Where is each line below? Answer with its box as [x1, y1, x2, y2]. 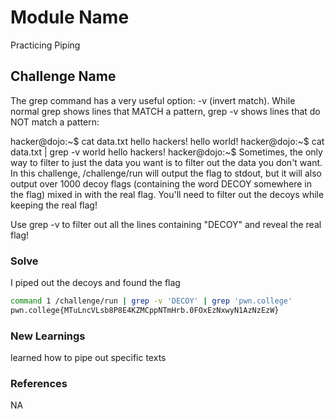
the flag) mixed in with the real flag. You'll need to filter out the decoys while [10, 188, 325, 200]
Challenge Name [10, 68, 117, 85]
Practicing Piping [10, 39, 81, 51]
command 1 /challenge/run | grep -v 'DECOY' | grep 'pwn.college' [10, 296, 293, 306]
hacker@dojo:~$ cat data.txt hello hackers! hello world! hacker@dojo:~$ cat [10, 135, 325, 147]
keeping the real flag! [10, 199, 98, 211]
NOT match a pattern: [10, 116, 100, 128]
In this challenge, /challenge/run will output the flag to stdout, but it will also [10, 167, 322, 179]
